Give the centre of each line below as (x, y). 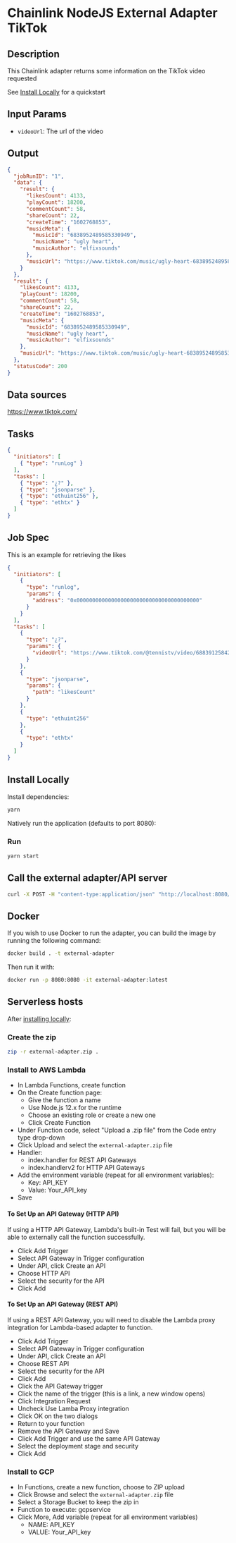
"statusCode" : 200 (41, 366)
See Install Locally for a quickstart (56, 92)
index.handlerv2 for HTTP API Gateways (86, 1168)
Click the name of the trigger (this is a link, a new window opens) (111, 1393)
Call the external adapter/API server (87, 878)
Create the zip (32, 1037)
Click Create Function (59, 1123)
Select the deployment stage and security (78, 1446)
